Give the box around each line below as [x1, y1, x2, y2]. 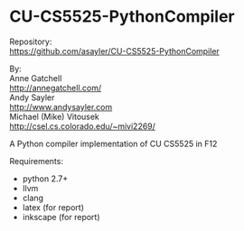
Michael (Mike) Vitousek [9, 111, 99, 122]
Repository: [9, 36, 52, 47]
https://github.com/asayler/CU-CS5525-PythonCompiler [9, 45, 220, 56]
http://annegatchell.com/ [9, 82, 102, 93]
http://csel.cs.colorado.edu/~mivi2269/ [9, 120, 156, 132]
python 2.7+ [22, 173, 69, 184]
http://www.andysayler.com [9, 101, 113, 112]
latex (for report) [22, 201, 84, 213]
